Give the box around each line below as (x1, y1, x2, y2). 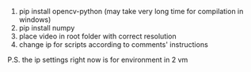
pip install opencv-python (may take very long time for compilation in (18, 7, 244, 16)
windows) (18, 15, 51, 24)
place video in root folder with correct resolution (18, 31, 177, 41)
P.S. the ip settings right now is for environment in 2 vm (7, 55, 188, 64)
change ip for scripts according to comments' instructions (18, 40, 209, 49)
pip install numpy (18, 23, 75, 32)
